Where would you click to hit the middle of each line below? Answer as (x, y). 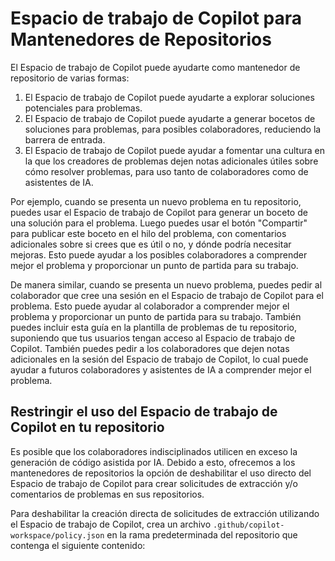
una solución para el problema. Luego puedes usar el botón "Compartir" (159, 223)
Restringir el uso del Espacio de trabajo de (144, 412)
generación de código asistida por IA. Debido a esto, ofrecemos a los (153, 462)
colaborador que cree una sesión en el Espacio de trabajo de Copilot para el (167, 295)
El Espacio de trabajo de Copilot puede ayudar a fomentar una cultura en (174, 150)
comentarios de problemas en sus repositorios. (107, 494)
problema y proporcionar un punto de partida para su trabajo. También (156, 316)
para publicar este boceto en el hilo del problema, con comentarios (148, 233)
